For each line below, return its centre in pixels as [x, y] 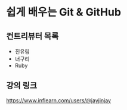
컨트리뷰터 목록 [32, 36]
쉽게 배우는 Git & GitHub [63, 12]
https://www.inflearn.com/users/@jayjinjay [59, 100]
